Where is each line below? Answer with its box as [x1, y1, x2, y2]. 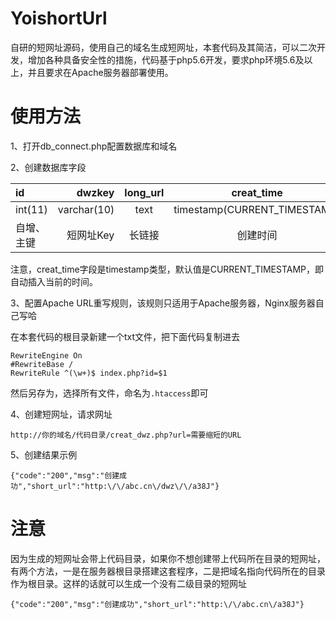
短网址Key [66, 228, 115, 242]
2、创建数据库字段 [10, 161, 87, 173]
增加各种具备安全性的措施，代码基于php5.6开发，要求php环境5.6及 [27, 53, 305, 66]
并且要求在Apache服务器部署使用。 [27, 66, 174, 78]
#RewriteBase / [10, 359, 74, 369]
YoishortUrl [10, 7, 108, 30]
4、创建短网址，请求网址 [10, 408, 113, 420]
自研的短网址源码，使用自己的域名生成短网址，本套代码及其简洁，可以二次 [10, 41, 317, 53]
